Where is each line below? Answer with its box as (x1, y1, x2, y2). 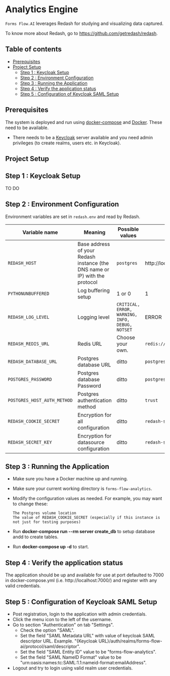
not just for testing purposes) (12, 519, 81, 525)
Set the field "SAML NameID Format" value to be (20, 654, 121, 660)
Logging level (77, 314, 110, 321)
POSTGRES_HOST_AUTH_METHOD (8, 397, 73, 403)
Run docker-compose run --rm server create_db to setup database (12, 529, 155, 535)
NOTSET (116, 327, 133, 332)
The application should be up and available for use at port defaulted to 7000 (5, 572, 164, 578)
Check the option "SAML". (20, 627, 75, 633)
